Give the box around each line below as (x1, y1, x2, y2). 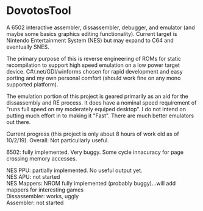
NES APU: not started (6, 173, 60, 180)
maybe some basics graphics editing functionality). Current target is (6, 30, 177, 37)
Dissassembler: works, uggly (6, 192, 79, 199)
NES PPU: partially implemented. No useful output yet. (6, 167, 143, 174)
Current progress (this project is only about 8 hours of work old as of (6, 130, 179, 137)
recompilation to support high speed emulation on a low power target (6, 61, 180, 69)
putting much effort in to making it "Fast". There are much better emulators (6, 112, 194, 119)
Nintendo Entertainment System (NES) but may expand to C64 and (6, 36, 174, 44)
